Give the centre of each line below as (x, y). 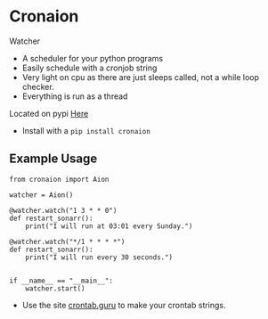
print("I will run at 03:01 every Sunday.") (109, 226)
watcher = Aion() (41, 195)
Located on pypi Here (49, 113)
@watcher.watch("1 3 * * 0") (63, 210)
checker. (38, 86)
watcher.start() (56, 288)
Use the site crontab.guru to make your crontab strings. (124, 305)
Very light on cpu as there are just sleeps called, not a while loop (141, 77)
